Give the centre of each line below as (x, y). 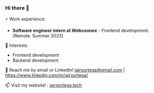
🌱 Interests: (17, 46)
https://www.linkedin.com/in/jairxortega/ (47, 75)
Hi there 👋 (17, 8)
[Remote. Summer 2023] (38, 36)
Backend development (35, 60)
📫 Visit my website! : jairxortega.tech (44, 85)
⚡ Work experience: (25, 19)
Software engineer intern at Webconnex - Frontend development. (81, 31)
